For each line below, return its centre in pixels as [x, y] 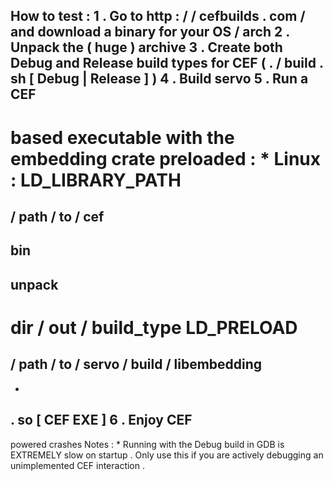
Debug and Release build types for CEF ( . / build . [167, 63]
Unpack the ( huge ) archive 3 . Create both [146, 47]
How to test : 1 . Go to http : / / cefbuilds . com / [158, 16]
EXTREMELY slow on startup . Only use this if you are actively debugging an [167, 455]
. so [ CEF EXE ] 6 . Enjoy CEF [101, 420]
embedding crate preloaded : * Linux [165, 158]
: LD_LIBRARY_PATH [96, 180]
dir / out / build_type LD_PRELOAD [154, 327]
